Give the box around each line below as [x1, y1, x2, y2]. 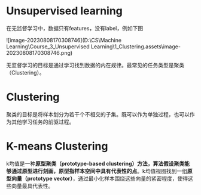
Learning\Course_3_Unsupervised [6, 43, 90, 50]
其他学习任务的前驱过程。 [11, 118, 75, 125]
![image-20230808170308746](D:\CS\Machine [6, 36, 121, 44]
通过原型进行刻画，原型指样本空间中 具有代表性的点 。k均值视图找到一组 [11, 167, 187, 174]
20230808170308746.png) [6, 49, 73, 56]
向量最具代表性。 [11, 182, 54, 189]
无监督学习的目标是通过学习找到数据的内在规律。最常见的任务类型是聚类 [6, 61, 184, 69]
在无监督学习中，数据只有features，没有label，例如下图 [6, 24, 144, 32]
